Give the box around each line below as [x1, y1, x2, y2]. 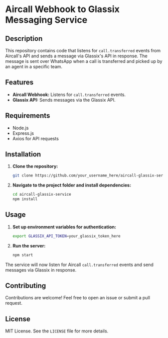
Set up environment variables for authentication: [12, 224, 116, 230]
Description [5, 34, 43, 43]
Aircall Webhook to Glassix [5, 4, 120, 15]
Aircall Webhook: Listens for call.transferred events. [12, 92, 126, 98]
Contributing [5, 282, 46, 290]
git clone [12, 173, 34, 178]
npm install [12, 197, 38, 202]
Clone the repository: [12, 163, 58, 170]
